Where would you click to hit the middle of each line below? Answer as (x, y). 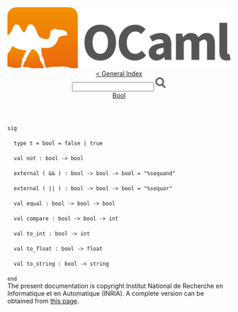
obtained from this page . (43, 301)
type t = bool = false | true (58, 144)
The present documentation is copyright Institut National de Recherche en (115, 286)
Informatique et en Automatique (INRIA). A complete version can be (106, 294)
